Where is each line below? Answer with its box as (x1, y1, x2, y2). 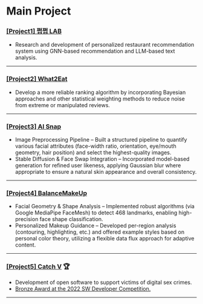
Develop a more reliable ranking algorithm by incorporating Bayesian (14, 88, 186, 96)
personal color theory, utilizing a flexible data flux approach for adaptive (14, 235, 195, 242)
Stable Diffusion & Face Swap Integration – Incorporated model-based (14, 156, 190, 163)
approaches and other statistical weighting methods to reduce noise (14, 95, 185, 102)
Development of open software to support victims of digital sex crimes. (14, 279, 192, 286)
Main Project (6, 4, 71, 18)
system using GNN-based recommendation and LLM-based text (14, 47, 175, 55)
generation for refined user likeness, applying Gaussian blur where (14, 162, 181, 169)
